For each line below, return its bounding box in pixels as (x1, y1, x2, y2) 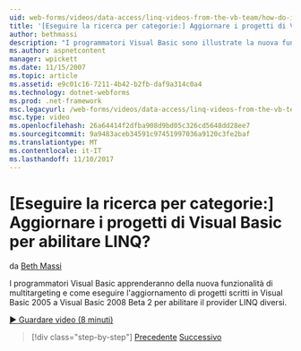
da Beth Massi (9, 261, 63, 271)
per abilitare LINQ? (9, 231, 151, 252)
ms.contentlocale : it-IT (9, 146, 102, 155)
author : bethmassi (9, 30, 78, 39)
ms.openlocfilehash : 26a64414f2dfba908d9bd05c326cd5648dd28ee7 (9, 122, 251, 131)
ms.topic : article (9, 72, 78, 81)
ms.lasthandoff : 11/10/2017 (9, 154, 115, 164)
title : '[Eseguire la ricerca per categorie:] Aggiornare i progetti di (9, 21, 287, 30)
